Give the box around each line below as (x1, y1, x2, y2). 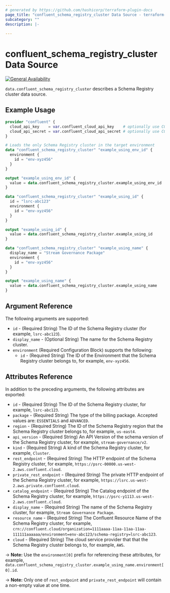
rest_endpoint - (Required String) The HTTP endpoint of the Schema (12, 455, 156, 461)
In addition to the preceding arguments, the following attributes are (5, 386, 145, 392)
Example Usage (5, 106, 56, 114)
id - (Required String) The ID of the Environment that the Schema (20, 352, 156, 359)
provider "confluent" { (5, 119, 56, 125)
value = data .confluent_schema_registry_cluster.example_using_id (10, 232, 153, 237)
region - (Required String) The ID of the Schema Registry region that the (12, 423, 163, 429)
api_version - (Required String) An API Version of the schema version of (12, 433, 163, 440)
